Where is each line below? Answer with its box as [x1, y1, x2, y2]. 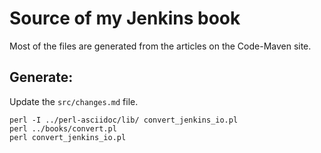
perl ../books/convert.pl [9, 123, 117, 134]
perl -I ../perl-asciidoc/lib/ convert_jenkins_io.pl [9, 115, 239, 125]
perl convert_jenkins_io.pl [9, 132, 127, 142]
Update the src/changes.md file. [9, 95, 139, 107]
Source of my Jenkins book [9, 7, 241, 30]
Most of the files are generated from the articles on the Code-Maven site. [9, 40, 312, 52]
